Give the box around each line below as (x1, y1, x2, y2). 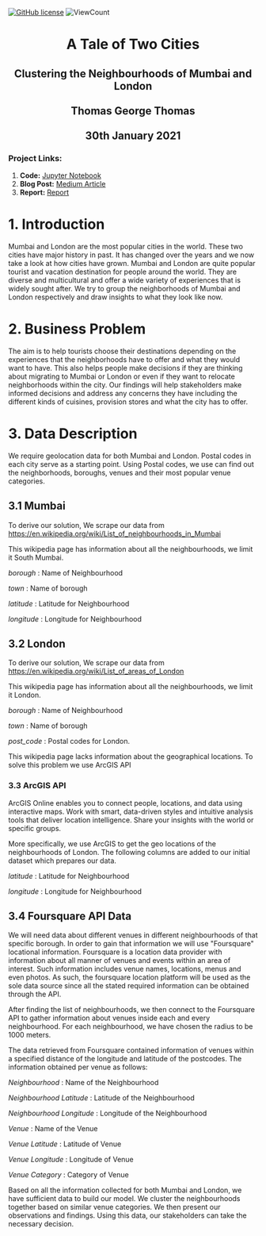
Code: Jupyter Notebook (19, 171, 101, 180)
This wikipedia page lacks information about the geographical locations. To (8, 752, 253, 761)
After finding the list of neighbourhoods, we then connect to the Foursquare (8, 1005, 256, 1015)
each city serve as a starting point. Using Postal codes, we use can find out (8, 459, 255, 468)
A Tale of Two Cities (66, 36, 200, 53)
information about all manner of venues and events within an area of (8, 956, 231, 965)
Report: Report (19, 187, 70, 197)
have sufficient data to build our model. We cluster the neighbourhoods (8, 1194, 241, 1203)
